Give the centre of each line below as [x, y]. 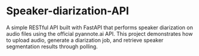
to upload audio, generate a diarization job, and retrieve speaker [85, 40]
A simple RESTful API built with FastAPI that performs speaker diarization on [100, 27]
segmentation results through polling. [52, 46]
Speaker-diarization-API [68, 11]
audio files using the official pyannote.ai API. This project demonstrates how [99, 33]
